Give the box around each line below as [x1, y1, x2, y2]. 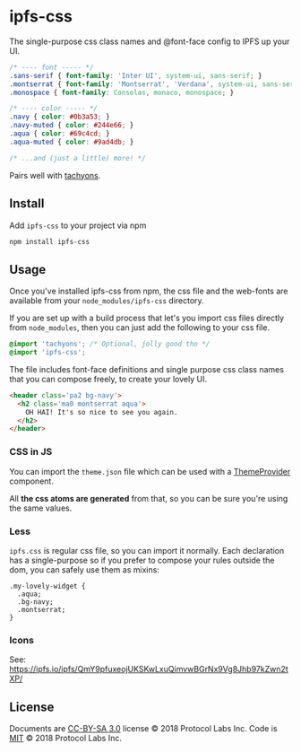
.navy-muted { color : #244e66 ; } [9, 121, 134, 130]
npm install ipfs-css [9, 237, 90, 246]
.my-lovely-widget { [9, 581, 87, 590]
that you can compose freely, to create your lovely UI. [9, 373, 208, 384]
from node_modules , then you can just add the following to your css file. [9, 322, 271, 333]
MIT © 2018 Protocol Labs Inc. [9, 733, 123, 744]
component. [9, 476, 54, 486]
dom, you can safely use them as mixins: [9, 564, 159, 575]
